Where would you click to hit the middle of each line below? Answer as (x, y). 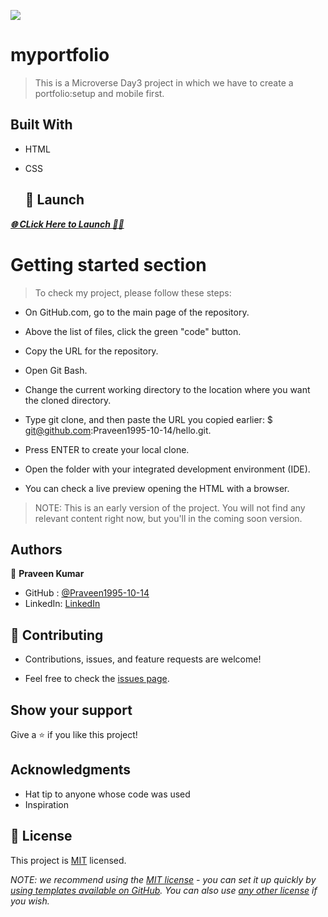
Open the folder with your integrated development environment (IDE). (167, 469)
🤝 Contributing (57, 635)
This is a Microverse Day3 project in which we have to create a (164, 82)
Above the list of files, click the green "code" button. (133, 331)
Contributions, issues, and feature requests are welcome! (143, 659)
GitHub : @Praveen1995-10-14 (87, 593)
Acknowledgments (71, 770)
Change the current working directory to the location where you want (167, 389)
